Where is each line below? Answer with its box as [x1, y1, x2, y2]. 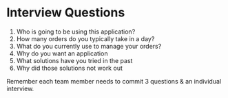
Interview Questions [6, 5, 125, 21]
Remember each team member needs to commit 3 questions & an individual [6, 77, 222, 85]
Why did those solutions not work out [16, 64, 123, 72]
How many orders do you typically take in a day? [16, 34, 155, 42]
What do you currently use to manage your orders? [16, 42, 162, 50]
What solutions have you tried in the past [16, 56, 133, 64]
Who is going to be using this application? [16, 27, 136, 36]
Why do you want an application [16, 49, 108, 58]
